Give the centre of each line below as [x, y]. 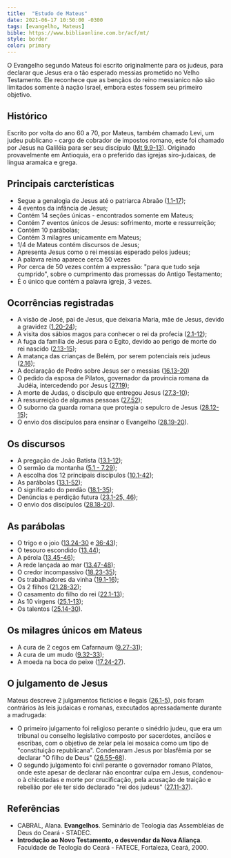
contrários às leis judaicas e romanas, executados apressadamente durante [114, 708]
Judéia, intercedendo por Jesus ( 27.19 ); [73, 386]
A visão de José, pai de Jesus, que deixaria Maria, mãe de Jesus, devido [121, 320]
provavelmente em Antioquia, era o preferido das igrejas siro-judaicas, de [112, 155]
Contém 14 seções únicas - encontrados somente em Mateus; [106, 215]
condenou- [208, 772]
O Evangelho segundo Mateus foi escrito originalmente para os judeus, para [115, 65]
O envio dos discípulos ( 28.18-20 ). [66, 505]
